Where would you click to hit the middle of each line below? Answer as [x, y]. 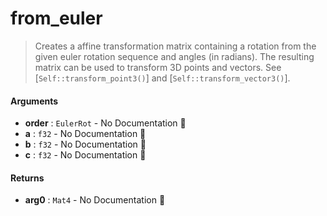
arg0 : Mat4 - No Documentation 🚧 [95, 200]
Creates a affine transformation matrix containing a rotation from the [175, 46]
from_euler [56, 18]
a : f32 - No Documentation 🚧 [85, 134]
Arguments [34, 101]
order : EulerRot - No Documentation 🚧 [105, 123]
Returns [27, 178]
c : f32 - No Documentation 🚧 [85, 155]
